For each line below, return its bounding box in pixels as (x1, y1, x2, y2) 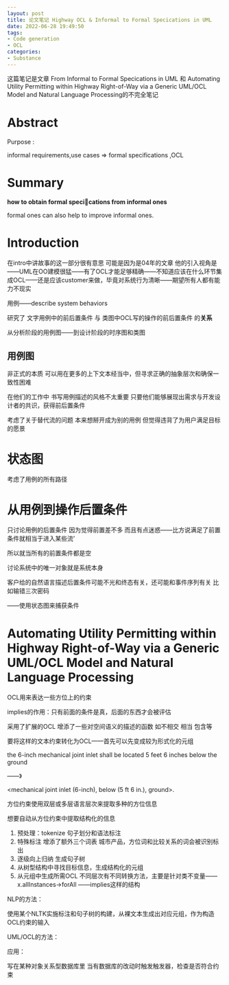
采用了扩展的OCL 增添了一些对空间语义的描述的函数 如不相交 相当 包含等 (7, 723, 213, 731)
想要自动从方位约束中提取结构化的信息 (7, 815, 115, 823)
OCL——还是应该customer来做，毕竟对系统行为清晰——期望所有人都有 (12, 275, 215, 284)
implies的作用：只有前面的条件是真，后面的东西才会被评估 (7, 708, 171, 716)
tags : (7, 29, 23, 36)
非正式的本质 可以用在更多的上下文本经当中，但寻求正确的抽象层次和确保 (7, 370, 213, 378)
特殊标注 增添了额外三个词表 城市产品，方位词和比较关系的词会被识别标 (16, 837, 219, 846)
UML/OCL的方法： (7, 933, 60, 941)
